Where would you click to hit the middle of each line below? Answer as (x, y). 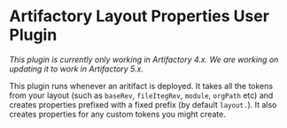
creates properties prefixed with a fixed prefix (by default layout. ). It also (143, 104)
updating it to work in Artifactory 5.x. (77, 69)
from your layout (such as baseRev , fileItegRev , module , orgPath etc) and (141, 95)
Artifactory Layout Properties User (140, 16)
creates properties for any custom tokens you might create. (117, 114)
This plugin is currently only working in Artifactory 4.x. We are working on (144, 59)
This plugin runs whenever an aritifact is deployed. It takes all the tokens (141, 86)
